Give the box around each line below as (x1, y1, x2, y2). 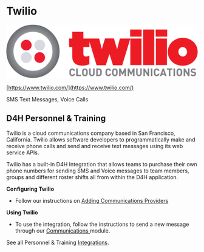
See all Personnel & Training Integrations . (6, 239, 109, 246)
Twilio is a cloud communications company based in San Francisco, (6, 129, 175, 137)
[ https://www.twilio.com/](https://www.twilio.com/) (6, 84, 134, 91)
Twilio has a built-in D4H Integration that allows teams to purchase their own (6, 160, 197, 168)
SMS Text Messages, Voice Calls (6, 95, 89, 103)
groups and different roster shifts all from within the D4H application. (6, 173, 178, 180)
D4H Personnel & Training (6, 114, 106, 124)
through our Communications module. (15, 226, 110, 234)
